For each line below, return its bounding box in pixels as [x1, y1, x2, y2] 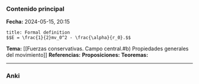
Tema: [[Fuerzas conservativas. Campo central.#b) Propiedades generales [6, 45, 189, 52]
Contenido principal [6, 5, 65, 13]
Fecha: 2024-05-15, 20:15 [6, 18, 70, 25]
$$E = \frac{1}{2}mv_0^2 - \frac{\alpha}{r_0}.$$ [6, 35, 131, 41]
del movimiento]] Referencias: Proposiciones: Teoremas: [6, 51, 149, 59]
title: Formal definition [6, 30, 70, 35]
